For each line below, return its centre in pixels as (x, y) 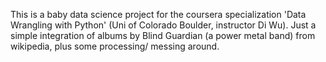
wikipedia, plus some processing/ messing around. (115, 46)
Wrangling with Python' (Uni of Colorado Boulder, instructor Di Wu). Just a (163, 25)
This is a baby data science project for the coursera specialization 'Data (158, 14)
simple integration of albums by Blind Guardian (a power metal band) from (163, 35)
